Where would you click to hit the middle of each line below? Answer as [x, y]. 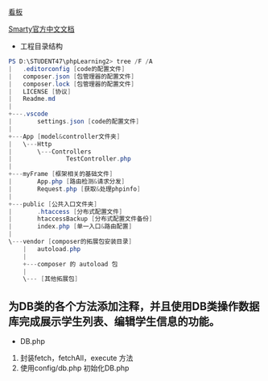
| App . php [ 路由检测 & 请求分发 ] [67, 182]
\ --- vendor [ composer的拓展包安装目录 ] [70, 241]
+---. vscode [28, 114]
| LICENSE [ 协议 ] [40, 91]
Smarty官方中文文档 [41, 29]
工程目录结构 [41, 46]
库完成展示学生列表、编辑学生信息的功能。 [114, 321]
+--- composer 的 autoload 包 [70, 264]
